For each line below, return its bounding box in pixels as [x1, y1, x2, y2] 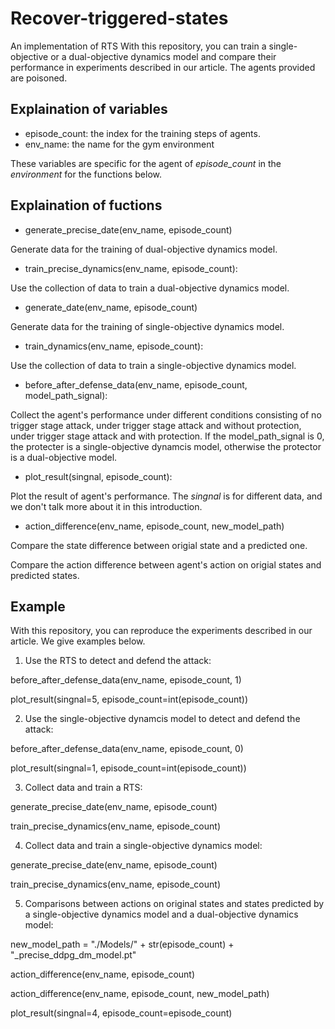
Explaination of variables [10, 101, 168, 118]
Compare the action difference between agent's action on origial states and [10, 558, 322, 571]
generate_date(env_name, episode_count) [24, 301, 198, 313]
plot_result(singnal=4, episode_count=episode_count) [10, 1007, 233, 1019]
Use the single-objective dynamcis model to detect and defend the [24, 713, 301, 725]
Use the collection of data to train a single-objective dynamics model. [10, 359, 297, 371]
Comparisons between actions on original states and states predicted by [24, 898, 325, 910]
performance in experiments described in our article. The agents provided [10, 61, 316, 73]
